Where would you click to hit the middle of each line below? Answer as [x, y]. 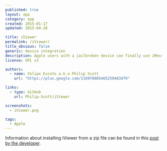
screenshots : [19, 106]
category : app [20, 19]
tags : [11, 119]
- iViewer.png [24, 110]
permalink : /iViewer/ [28, 42]
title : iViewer [21, 37]
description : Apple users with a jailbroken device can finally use [78, 56]
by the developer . [23, 143]
